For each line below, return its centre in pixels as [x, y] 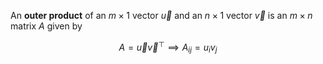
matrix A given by [46, 26]
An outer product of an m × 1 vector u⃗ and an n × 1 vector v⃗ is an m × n [161, 15]
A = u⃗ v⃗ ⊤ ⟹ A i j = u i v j [168, 47]
